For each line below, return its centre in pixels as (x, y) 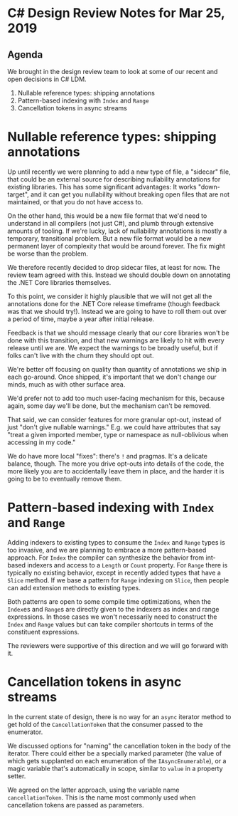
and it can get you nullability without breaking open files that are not (130, 194)
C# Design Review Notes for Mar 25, (116, 13)
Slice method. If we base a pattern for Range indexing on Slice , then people (118, 580)
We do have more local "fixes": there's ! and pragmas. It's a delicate (108, 456)
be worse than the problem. (48, 253)
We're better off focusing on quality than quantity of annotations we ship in (117, 369)
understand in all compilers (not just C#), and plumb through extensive (111, 223)
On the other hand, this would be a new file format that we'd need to (107, 216)
